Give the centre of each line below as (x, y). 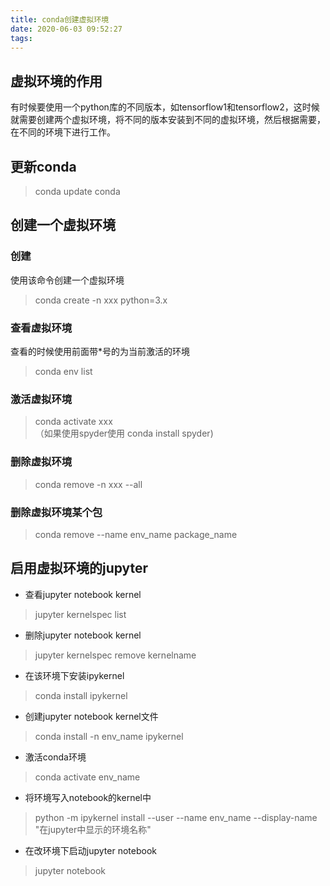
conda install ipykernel (81, 695)
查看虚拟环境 (41, 328)
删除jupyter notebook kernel (83, 635)
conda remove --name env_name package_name (136, 534)
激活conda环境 (55, 757)
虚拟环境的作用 (56, 81)
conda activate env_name (87, 777)
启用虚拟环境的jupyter (79, 568)
